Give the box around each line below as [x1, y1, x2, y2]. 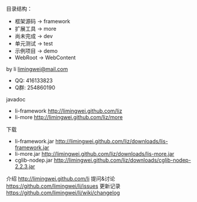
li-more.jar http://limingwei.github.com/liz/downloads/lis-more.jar [14, 150, 174, 157]
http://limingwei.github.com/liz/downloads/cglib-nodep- [53, 156, 191, 163]
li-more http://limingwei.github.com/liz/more [14, 114, 123, 120]
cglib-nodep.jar [14, 156, 53, 163]
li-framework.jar [14, 138, 55, 145]
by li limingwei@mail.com [6, 66, 68, 72]
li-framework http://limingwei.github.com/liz [14, 107, 123, 114]
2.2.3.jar [14, 163, 36, 170]
